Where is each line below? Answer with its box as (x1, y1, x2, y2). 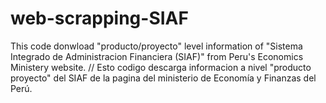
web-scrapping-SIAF (10, 7, 189, 30)
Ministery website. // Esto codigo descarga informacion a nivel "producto (10, 61, 312, 73)
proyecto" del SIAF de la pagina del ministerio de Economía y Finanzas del (10, 72, 317, 84)
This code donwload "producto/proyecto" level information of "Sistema (10, 40, 303, 52)
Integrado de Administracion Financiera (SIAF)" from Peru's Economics (10, 50, 304, 62)
